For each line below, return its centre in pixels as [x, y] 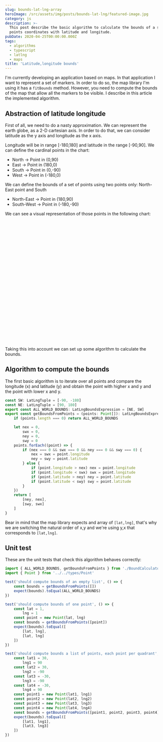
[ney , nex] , [35, 500]
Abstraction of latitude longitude [55, 114]
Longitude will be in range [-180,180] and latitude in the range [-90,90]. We [80, 145]
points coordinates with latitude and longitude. [60, 32]
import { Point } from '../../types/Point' [50, 573]
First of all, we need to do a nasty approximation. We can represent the [76, 125]
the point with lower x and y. [33, 391]
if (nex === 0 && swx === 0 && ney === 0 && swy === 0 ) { [82, 450]
